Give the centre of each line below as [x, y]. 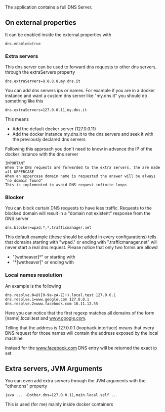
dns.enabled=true [23, 44]
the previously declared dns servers [49, 139]
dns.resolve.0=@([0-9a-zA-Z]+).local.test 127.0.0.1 [61, 295]
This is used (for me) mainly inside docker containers [59, 404]
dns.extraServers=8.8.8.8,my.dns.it [43, 81]
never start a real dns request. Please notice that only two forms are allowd [82, 248]
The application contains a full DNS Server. [49, 7]
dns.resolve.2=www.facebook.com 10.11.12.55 [52, 304]
